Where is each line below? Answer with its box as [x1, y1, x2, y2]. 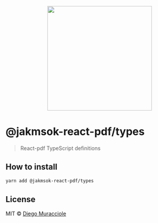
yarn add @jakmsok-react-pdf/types [5, 178, 94, 184]
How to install [5, 162, 58, 172]
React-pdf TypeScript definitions [20, 144, 101, 152]
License [5, 194, 36, 204]
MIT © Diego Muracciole [5, 210, 67, 218]
